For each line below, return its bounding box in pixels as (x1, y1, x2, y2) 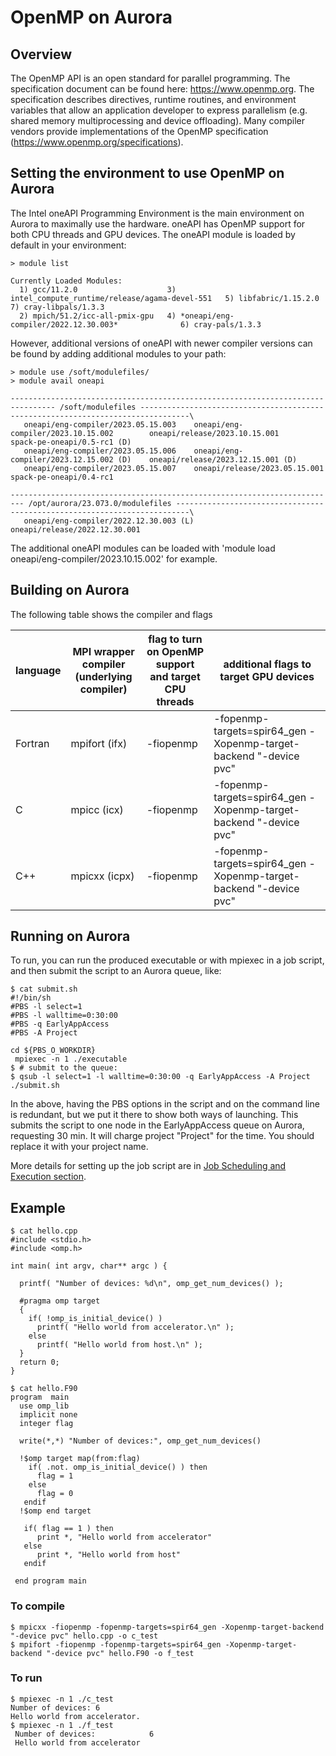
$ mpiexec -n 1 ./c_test (10, 1694, 114, 1704)
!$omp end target (19, 1506, 92, 1516)
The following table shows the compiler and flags (10, 608, 213, 620)
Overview (10, 46, 73, 63)
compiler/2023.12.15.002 (10, 454, 114, 465)
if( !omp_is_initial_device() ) (28, 1314, 163, 1324)
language (15, 663, 62, 677)
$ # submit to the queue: (10, 1063, 118, 1073)
